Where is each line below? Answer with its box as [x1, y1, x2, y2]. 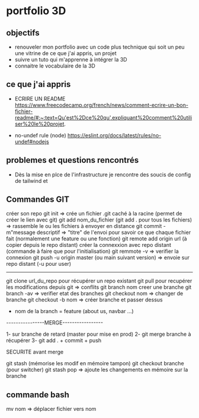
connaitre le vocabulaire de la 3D [14, 62, 96, 69]
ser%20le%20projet [14, 120, 65, 127]
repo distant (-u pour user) [6, 261, 72, 268]
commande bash [6, 390, 70, 400]
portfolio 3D [6, 4, 66, 18]
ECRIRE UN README [14, 95, 66, 102]
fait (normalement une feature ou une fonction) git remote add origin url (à [6, 235, 188, 242]
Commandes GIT [6, 194, 70, 205]
